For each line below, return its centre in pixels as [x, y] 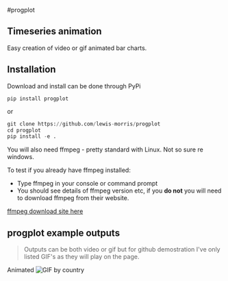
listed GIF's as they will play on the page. [81, 257]
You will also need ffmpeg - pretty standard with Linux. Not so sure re [105, 149]
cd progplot [24, 130]
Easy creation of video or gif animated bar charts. [77, 48]
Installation [31, 70]
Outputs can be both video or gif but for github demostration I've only [122, 249]
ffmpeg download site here [45, 211]
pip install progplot [38, 99]
